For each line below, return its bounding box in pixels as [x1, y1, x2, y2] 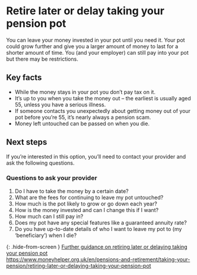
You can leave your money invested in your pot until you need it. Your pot [6, 36, 185, 43]
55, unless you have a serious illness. [14, 101, 106, 108]
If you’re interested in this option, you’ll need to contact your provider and [6, 153, 186, 160]
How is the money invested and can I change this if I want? [14, 206, 159, 213]
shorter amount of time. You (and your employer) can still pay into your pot [6, 49, 189, 56]
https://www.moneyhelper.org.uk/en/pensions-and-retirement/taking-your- [6, 255, 190, 263]
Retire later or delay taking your [6, 4, 165, 18]
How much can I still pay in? [14, 213, 84, 220]
